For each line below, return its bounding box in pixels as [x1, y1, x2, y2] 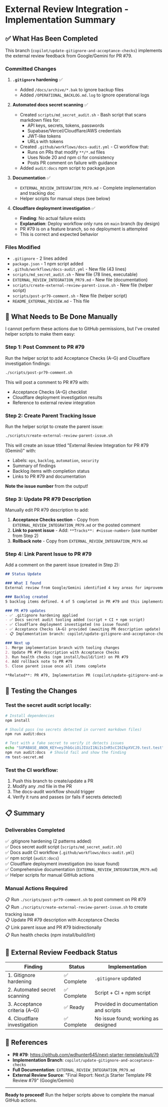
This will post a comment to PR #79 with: [5, 379, 89, 385]
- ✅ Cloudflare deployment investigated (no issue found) [5, 622, 129, 627]
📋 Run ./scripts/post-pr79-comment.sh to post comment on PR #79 [5, 897, 146, 903]
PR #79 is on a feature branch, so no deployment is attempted [19, 226, 148, 232]
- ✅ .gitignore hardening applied [5, 613, 78, 618]
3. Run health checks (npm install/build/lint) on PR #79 [5, 654, 128, 659]
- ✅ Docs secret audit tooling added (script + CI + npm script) [5, 617, 145, 623]
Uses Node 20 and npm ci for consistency [27, 155, 114, 161]
